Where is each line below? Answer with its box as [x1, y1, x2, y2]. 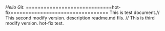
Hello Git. [5, 4, 25, 10]
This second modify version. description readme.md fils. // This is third [5, 15, 155, 20]
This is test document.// [109, 9, 160, 15]
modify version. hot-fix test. [5, 20, 64, 26]
